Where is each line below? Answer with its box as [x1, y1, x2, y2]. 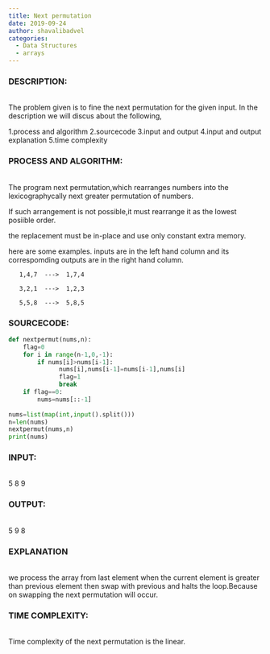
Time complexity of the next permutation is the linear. [8, 637, 186, 647]
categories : [8, 34, 48, 43]
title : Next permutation [8, 11, 92, 20]
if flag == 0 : [23, 388, 63, 396]
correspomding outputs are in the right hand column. [8, 255, 184, 264]
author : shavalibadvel [8, 27, 85, 35]
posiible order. [8, 215, 56, 225]
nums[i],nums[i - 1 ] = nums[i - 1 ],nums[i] [59, 366, 185, 374]
